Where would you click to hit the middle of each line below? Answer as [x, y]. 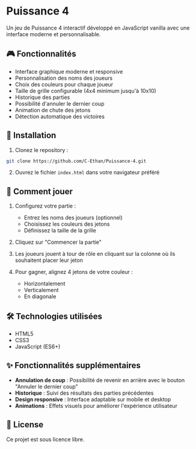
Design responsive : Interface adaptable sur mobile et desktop [93, 399]
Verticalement [41, 290]
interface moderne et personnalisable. [54, 34]
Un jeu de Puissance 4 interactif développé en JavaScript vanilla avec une [98, 28]
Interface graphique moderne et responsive [69, 71]
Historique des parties [42, 97]
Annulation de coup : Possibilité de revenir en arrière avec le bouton [100, 380]
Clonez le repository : [41, 150]
